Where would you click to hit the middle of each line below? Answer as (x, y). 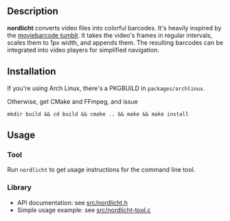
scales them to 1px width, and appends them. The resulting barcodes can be (115, 42)
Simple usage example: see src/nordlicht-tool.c (84, 210)
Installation (32, 72)
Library (20, 187)
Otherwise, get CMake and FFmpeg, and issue (73, 101)
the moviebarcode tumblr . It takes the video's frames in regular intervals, (110, 35)
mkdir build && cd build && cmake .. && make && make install (98, 114)
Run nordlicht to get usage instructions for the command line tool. (101, 170)
